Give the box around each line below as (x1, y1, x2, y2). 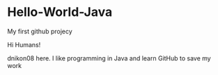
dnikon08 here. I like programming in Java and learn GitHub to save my (7, 53, 211, 62)
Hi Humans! (7, 40, 41, 49)
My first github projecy (7, 27, 73, 35)
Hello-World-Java (7, 4, 113, 20)
